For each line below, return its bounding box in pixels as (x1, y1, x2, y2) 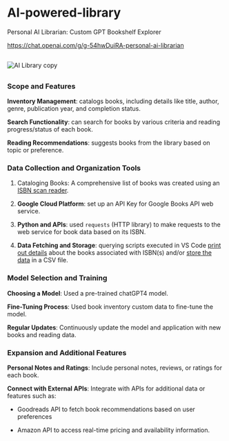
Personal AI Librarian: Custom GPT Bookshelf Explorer (7, 28, 161, 36)
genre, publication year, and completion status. (7, 105, 141, 113)
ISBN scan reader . (17, 186, 69, 195)
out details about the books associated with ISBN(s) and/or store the (17, 249, 212, 257)
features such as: (7, 391, 57, 399)
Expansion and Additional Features (7, 348, 127, 357)
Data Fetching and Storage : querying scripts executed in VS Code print (17, 241, 221, 250)
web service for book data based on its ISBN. (17, 228, 146, 236)
